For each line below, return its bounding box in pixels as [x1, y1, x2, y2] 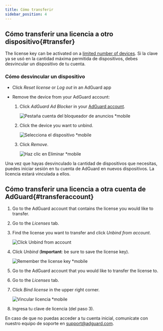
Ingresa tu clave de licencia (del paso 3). [12, 306, 94, 312]
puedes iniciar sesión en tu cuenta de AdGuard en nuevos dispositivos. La [5, 165, 155, 172]
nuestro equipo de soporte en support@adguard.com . [5, 321, 114, 327]
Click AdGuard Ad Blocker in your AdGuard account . [19, 103, 126, 109]
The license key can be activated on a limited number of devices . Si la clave [5, 51, 158, 56]
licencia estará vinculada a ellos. [5, 171, 71, 177]
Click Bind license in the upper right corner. [12, 287, 100, 293]
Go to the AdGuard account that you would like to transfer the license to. [12, 268, 159, 274]
